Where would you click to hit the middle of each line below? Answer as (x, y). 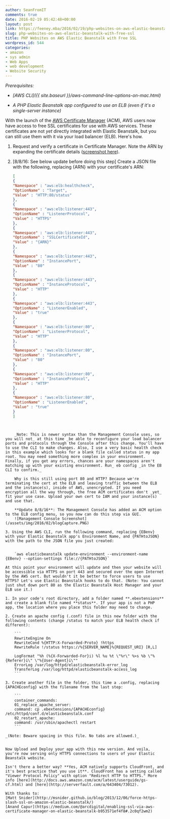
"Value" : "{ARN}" (32, 242)
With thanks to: (22, 793)
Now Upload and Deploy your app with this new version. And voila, (78, 749)
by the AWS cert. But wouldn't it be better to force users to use (78, 576)
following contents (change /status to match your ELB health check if (82, 620)
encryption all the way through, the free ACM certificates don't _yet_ (83, 492)
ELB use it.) (19, 590)
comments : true (21, 15)
